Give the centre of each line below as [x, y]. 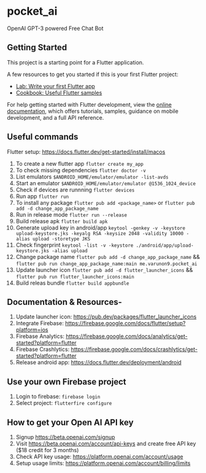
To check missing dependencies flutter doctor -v [81, 170]
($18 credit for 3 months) [47, 450]
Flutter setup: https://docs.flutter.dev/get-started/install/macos [86, 152]
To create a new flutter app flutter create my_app [79, 163]
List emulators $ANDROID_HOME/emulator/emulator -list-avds [92, 177]
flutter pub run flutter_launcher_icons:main [75, 277]
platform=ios [32, 330]
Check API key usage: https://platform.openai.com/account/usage [99, 456]
